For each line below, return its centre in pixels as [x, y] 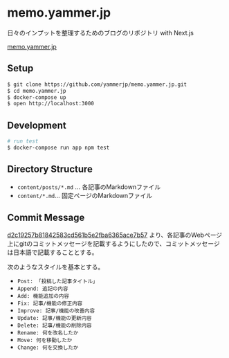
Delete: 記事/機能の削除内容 [54, 326]
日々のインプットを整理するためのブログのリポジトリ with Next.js [100, 33]
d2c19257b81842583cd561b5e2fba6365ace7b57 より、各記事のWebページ [115, 235]
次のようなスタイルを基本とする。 [56, 267]
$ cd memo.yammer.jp [37, 91]
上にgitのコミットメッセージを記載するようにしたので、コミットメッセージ [113, 244]
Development [37, 125]
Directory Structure [50, 169]
